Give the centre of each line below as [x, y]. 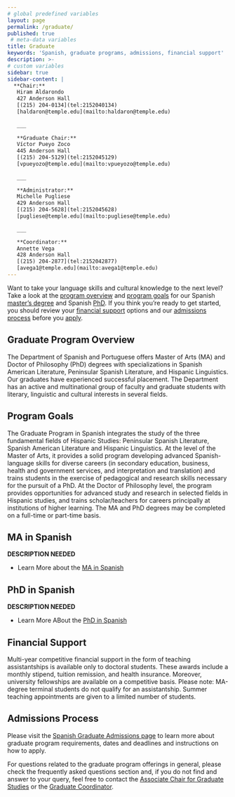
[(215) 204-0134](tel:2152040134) [67, 105]
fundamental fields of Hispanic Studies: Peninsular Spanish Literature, [108, 440]
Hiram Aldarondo [40, 92]
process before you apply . [45, 317]
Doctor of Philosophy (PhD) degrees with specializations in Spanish [105, 364]
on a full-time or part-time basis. [54, 515]
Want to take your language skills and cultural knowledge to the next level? [115, 288]
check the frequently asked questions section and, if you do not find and [112, 771]
